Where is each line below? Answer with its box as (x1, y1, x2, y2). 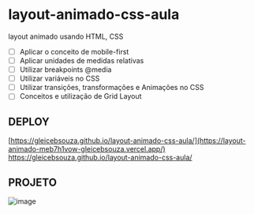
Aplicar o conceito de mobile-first (19, 47, 129, 56)
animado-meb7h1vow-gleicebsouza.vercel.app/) (8, 145, 166, 154)
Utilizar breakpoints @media (19, 65, 112, 74)
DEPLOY (8, 115, 50, 128)
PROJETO (8, 175, 58, 189)
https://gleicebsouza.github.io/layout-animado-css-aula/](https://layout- (10, 136, 246, 145)
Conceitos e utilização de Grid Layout (19, 92, 142, 101)
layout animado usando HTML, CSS (8, 32, 124, 41)
